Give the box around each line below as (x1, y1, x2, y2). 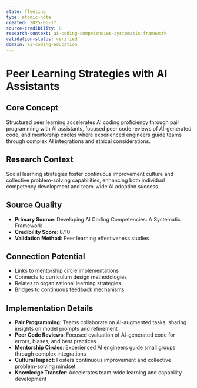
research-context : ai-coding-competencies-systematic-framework (6, 31, 167, 37)
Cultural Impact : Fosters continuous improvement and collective (14, 357, 172, 364)
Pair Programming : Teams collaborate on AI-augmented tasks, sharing (14, 319, 187, 326)
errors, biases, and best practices (14, 338, 96, 345)
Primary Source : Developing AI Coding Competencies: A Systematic (14, 216, 181, 223)
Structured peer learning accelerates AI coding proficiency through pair (6, 119, 179, 126)
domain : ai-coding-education (6, 42, 78, 48)
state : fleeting (6, 8, 46, 15)
